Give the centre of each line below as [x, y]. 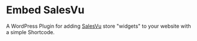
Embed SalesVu [45, 10]
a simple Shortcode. [30, 32]
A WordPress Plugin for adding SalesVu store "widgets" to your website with [98, 26]
